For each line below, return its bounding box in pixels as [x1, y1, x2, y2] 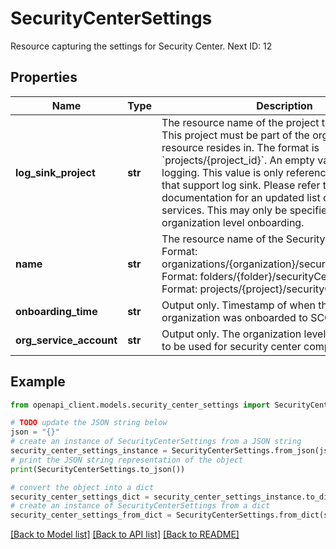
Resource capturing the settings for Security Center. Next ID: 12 [10, 40, 273, 52]
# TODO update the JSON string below [10, 418, 168, 428]
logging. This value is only [161, 165, 284, 179]
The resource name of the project [161, 115, 320, 129]
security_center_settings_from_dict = [10, 510, 172, 521]
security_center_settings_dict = [10, 492, 150, 502]
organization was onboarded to [161, 310, 308, 324]
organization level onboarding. [161, 215, 305, 229]
